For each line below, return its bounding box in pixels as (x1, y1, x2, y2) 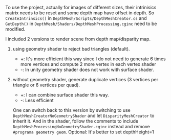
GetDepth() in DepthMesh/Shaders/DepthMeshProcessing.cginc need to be (5, 20, 157, 27)
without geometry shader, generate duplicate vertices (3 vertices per (12, 77, 159, 82)
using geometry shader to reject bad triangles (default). (12, 46, 130, 52)
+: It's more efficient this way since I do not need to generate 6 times (20, 56, 166, 62)
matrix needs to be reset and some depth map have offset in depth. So (5, 10, 155, 16)
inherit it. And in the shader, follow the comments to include (12, 118, 139, 124)
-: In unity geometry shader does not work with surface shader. (20, 66, 155, 73)
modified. (5, 26, 26, 32)
